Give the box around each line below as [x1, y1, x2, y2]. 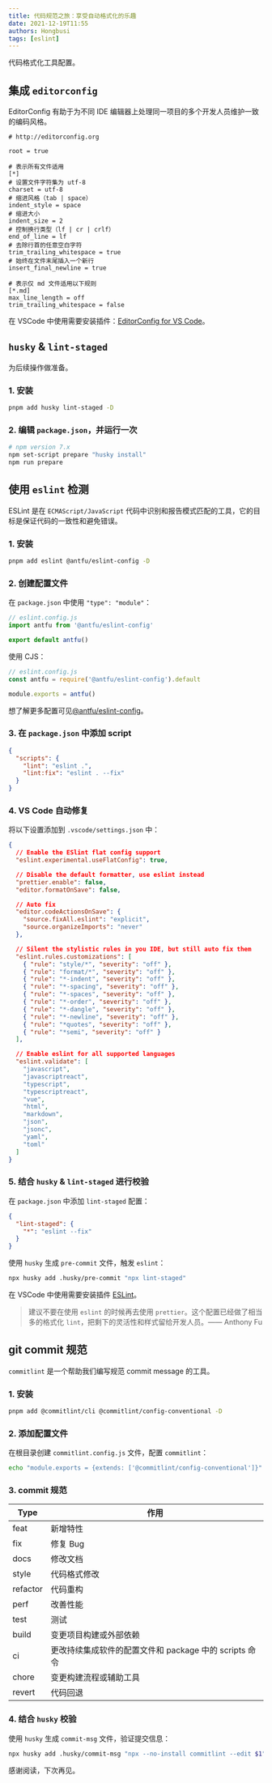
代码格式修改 [50, 1568, 100, 1580]
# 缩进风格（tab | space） [8, 194, 92, 202]
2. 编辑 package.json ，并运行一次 [8, 424, 138, 436]
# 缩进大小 [8, 210, 40, 219]
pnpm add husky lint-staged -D [8, 404, 114, 412]
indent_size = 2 [8, 217, 63, 225]
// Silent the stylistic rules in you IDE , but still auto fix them [15, 945, 252, 953]
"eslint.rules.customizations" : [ [15, 952, 132, 960]
